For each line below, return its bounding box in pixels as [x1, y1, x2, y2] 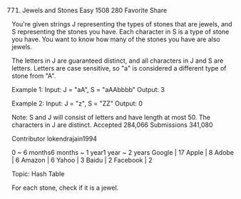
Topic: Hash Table [11, 170, 65, 178]
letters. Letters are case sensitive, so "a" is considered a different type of [11, 64, 227, 72]
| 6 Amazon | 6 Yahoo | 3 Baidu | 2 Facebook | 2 [11, 156, 153, 164]
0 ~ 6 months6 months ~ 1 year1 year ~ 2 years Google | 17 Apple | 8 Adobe [11, 148, 235, 156]
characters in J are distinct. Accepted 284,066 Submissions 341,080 [11, 121, 213, 129]
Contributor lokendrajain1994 [11, 135, 97, 143]
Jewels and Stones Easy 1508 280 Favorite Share [21, 6, 168, 14]
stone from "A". [11, 71, 56, 80]
